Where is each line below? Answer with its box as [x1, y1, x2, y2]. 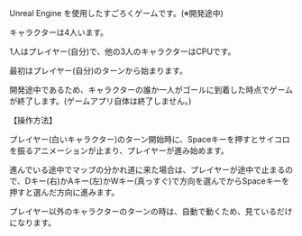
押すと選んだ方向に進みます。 [9, 187, 120, 197]
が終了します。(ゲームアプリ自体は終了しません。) [9, 95, 192, 106]
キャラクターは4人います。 [9, 27, 109, 38]
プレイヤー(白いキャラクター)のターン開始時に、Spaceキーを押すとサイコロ [9, 134, 290, 144]
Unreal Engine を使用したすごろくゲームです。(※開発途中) [9, 8, 224, 18]
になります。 [9, 217, 57, 228]
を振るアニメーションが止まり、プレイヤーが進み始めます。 [9, 145, 230, 156]
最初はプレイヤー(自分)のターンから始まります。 [9, 66, 188, 76]
